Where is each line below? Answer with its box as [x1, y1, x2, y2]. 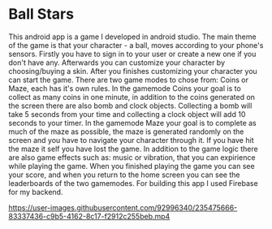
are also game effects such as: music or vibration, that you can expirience [8, 152, 256, 162]
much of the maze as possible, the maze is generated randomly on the [8, 127, 244, 136]
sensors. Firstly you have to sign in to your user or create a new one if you [8, 49, 257, 58]
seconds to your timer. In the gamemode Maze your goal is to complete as [8, 118, 257, 127]
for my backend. [8, 187, 63, 197]
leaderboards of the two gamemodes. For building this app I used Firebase [8, 178, 258, 188]
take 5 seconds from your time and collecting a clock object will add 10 [8, 109, 246, 119]
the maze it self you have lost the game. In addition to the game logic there [8, 144, 258, 153]
